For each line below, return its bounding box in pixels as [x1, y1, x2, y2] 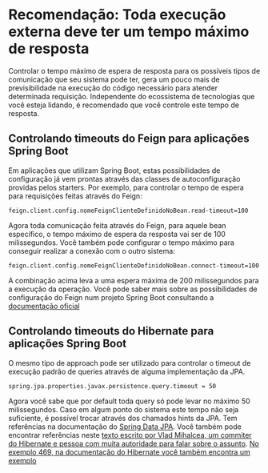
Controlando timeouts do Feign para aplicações [8, 132, 250, 146]
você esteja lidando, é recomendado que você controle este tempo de [8, 100, 240, 110]
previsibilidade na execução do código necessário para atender [8, 82, 218, 93]
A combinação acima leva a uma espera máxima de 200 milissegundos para [8, 275, 259, 285]
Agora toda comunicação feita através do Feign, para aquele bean [8, 220, 226, 230]
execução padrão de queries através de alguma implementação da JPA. [8, 367, 246, 376]
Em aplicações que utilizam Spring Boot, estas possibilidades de [8, 166, 221, 175]
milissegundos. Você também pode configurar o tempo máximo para [8, 238, 234, 247]
